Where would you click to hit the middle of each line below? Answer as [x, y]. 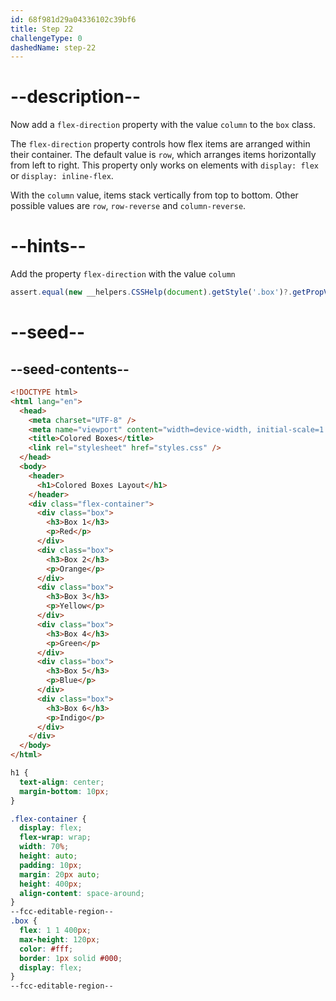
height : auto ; [48, 856]
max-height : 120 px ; [60, 939]
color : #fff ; [46, 949]
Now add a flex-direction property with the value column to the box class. [163, 125]
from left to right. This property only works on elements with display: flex [165, 165]
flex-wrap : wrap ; [55, 837]
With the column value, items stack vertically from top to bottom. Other [154, 195]
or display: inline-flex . [62, 176]
